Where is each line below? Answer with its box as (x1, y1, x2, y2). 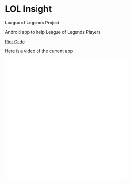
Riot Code (5, 38, 25, 45)
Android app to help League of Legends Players (5, 29, 101, 35)
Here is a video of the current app (5, 48, 73, 54)
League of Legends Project (5, 20, 60, 25)
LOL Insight (5, 3, 52, 15)
